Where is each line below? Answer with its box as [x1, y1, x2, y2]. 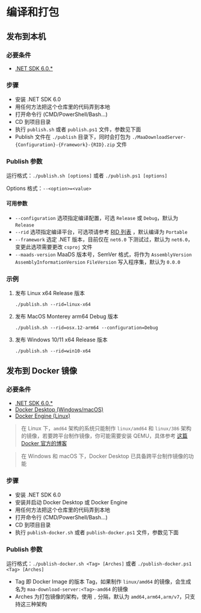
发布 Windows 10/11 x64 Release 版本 [14, 336, 108, 343]
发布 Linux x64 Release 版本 [14, 289, 85, 296]
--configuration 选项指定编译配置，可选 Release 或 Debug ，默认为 [14, 214, 179, 221]
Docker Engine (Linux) [14, 412, 70, 419]
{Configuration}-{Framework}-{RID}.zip [14, 142, 116, 148]
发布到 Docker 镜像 [6, 366, 78, 376]
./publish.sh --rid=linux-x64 [14, 301, 91, 307]
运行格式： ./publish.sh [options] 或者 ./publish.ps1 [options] [6, 172, 168, 179]
